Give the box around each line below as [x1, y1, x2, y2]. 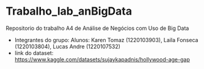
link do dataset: [14, 49, 54, 56]
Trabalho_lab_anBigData [5, 4, 133, 18]
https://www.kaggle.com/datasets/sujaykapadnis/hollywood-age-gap [14, 56, 190, 63]
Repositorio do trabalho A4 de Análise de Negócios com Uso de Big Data [5, 24, 189, 32]
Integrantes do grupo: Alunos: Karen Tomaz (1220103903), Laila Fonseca [14, 36, 199, 43]
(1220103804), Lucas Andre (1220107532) [14, 43, 120, 50]
